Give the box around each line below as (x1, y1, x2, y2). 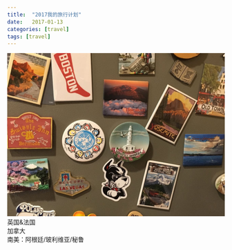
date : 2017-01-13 (7, 18, 64, 26)
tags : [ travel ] (7, 33, 51, 40)
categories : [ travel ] (7, 26, 70, 32)
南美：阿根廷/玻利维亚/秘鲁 (7, 235, 85, 244)
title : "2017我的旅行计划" (7, 11, 81, 18)
